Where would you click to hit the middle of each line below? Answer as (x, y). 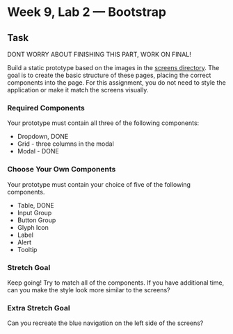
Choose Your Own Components (62, 169)
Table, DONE (35, 205)
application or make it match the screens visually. (78, 90)
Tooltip (27, 249)
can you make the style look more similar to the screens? (89, 290)
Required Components (46, 108)
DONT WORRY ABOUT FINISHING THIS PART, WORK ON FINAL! (99, 54)
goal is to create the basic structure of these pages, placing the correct (109, 75)
